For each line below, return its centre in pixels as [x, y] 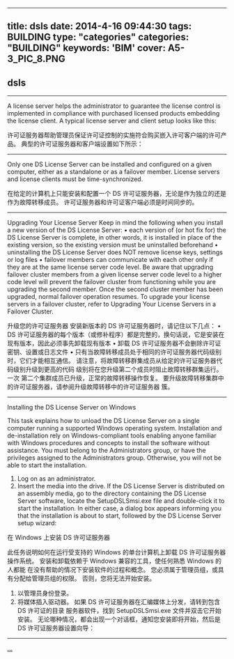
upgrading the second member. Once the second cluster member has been [115, 289]
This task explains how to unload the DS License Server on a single [103, 421]
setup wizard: [37, 523]
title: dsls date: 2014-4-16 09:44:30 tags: [100, 26]
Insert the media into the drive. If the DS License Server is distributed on [121, 486]
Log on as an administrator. [56, 479]
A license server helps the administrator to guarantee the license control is [114, 106]
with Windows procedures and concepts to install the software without [109, 443]
